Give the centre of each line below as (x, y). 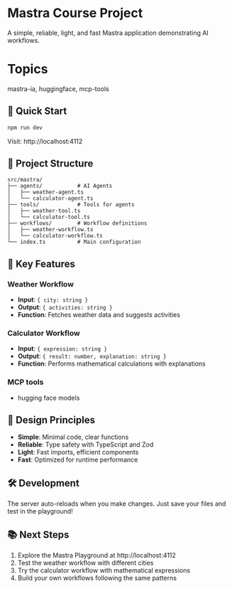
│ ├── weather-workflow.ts (50, 230)
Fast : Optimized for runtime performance (78, 460)
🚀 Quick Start (37, 111)
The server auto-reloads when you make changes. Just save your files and (117, 504)
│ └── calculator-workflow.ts (55, 236)
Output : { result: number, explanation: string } (92, 356)
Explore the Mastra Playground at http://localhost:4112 (96, 556)
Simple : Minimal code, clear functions (73, 437)
